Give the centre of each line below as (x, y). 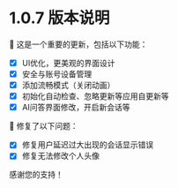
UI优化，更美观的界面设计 (68, 63)
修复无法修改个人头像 (60, 156)
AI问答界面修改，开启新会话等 (76, 108)
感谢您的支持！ (36, 175)
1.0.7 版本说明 (59, 18)
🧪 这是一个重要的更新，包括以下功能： (78, 44)
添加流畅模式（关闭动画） (68, 86)
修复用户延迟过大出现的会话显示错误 (88, 145)
